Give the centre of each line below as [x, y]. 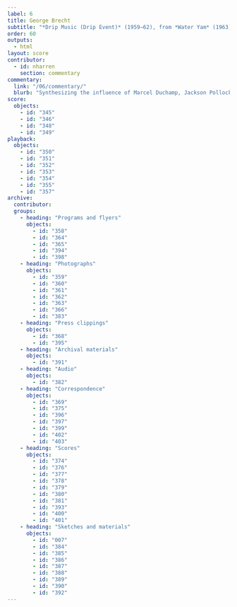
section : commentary [50, 73]
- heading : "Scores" [50, 448]
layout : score [28, 54]
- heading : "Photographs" [58, 264]
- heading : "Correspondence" [63, 389]
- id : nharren [34, 67]
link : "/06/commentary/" [50, 86]
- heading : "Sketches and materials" [75, 527]
